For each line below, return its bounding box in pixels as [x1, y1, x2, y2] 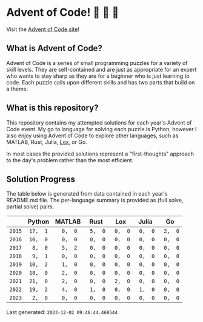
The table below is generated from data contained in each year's [6, 190, 168, 197]
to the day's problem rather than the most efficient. [6, 156, 134, 163]
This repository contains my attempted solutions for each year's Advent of [6, 118, 192, 126]
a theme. [6, 85, 28, 92]
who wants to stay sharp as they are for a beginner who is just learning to [6, 72, 190, 80]
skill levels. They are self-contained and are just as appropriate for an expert [6, 66, 197, 73]
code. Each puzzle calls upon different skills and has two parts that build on [6, 78, 195, 86]
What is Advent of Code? [6, 43, 103, 53]
